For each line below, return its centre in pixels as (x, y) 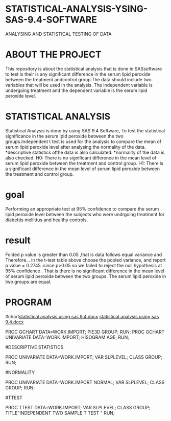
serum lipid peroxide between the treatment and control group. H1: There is (84, 163)
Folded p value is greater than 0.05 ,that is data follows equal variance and (84, 254)
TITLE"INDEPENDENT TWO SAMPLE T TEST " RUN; (60, 413)
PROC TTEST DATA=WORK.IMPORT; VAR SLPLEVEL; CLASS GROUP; (78, 407)
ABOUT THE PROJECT (53, 55)
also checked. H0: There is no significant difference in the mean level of (81, 158)
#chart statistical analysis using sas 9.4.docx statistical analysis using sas (82, 316)
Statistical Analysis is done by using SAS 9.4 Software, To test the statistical (85, 130)
